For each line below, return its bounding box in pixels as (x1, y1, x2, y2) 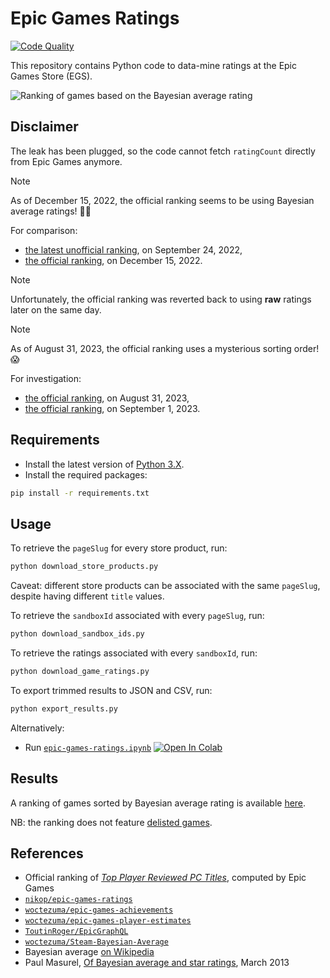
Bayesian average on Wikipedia (24, 946, 155, 958)
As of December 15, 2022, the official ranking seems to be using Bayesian (10, 194, 315, 206)
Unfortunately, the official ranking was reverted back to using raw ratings (10, 293, 312, 305)
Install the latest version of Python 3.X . (24, 458, 185, 470)
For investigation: (10, 372, 82, 384)
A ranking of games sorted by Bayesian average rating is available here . (10, 797, 307, 809)
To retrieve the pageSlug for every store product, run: (10, 542, 228, 554)
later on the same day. (10, 303, 102, 316)
